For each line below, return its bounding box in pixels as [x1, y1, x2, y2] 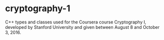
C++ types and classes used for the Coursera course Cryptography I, [5, 19, 147, 25]
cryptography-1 [5, 3, 71, 14]
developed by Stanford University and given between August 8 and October [5, 24, 160, 30]
